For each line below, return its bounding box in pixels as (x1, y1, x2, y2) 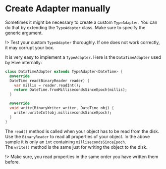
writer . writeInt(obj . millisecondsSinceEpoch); (14, 110, 112, 115)
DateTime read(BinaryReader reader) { (9, 78, 90, 83)
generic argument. (5, 30, 43, 36)
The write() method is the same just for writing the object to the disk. (5, 144, 148, 150)
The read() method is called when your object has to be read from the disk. (5, 128, 160, 134)
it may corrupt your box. (5, 44, 55, 50)
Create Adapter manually (5, 3, 111, 14)
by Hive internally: (5, 59, 42, 65)
